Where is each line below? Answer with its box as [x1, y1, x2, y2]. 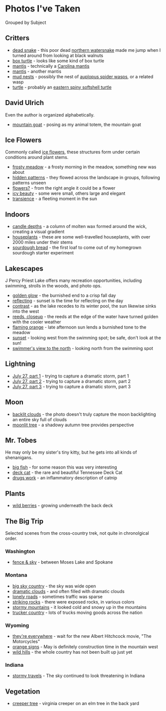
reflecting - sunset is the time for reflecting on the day [12, 298, 123, 304]
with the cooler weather [12, 319, 61, 325]
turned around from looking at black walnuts [12, 52, 103, 58]
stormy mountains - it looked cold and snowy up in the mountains [12, 604, 147, 610]
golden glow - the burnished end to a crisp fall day [12, 292, 116, 298]
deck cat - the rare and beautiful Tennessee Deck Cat [12, 470, 123, 475]
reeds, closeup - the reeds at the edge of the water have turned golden [12, 314, 159, 319]
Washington [5, 548, 35, 555]
